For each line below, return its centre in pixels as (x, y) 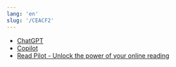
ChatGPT (30, 40)
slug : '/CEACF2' (30, 20)
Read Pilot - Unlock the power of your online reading (93, 55)
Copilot (27, 48)
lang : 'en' (23, 14)
